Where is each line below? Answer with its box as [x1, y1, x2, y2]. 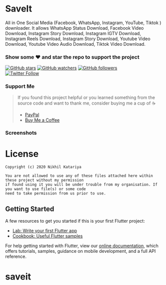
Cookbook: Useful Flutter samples [12, 233, 83, 239]
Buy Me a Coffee [24, 117, 60, 123]
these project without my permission [5, 178, 84, 183]
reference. [5, 253, 26, 259]
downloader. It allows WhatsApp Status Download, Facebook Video [5, 25, 144, 31]
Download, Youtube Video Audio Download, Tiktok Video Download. [5, 41, 146, 47]
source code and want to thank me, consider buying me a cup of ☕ [17, 100, 156, 106]
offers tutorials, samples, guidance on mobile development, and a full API [5, 248, 156, 254]
